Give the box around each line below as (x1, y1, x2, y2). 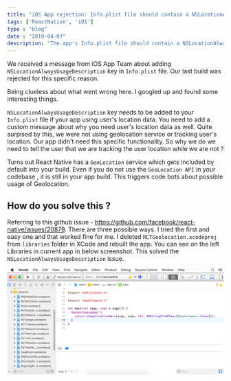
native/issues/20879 (7, 225, 65, 233)
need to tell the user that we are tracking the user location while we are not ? (7, 145, 224, 153)
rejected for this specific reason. (7, 74, 100, 82)
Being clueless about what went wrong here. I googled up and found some (7, 88, 219, 96)
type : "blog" (7, 25, 48, 32)
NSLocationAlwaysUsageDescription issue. (7, 254, 124, 262)
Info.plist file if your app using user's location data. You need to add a (7, 115, 210, 124)
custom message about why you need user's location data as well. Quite (7, 123, 212, 131)
